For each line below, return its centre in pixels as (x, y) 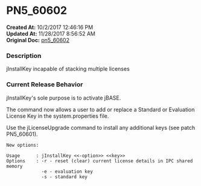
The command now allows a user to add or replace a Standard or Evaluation (101, 109)
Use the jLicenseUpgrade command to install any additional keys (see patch (101, 127)
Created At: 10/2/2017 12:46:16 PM (50, 27)
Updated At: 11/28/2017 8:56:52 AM (51, 33)
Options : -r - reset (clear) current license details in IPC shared (100, 161)
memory (14, 166)
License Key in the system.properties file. (58, 116)
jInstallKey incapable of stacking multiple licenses (68, 69)
